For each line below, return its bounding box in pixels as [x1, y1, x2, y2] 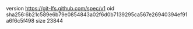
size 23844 [36, 17, 63, 24]
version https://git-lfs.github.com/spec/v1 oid [6, 5, 115, 12]
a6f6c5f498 [6, 17, 35, 24]
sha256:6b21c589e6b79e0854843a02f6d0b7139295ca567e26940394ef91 [6, 11, 188, 18]
